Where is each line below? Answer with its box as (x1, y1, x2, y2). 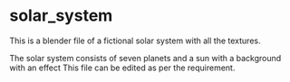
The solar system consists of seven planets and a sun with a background (9, 52, 282, 63)
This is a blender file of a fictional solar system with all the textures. (9, 35, 261, 46)
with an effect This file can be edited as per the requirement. (9, 62, 236, 73)
